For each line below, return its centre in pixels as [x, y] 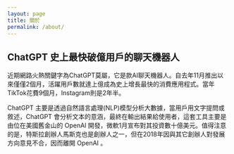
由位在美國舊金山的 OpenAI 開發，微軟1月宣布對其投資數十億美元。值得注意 [117, 126]
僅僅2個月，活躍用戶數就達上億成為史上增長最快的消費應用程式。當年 [114, 84]
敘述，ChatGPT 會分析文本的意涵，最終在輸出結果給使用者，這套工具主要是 [117, 117]
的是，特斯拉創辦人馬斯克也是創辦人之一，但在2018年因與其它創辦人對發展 [116, 134]
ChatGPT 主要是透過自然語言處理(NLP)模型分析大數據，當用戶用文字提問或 [116, 108]
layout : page [26, 14]
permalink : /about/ [36, 27]
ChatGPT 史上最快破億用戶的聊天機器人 [93, 57]
